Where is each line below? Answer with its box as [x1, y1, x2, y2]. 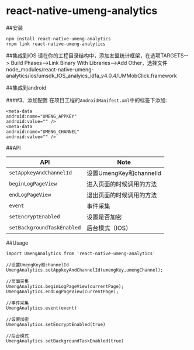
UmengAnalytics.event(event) [6, 305, 77, 311]
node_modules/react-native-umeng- [6, 66, 94, 73]
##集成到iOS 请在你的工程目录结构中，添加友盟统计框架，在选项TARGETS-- [6, 52, 189, 59]
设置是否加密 [86, 212, 122, 221]
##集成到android [6, 84, 47, 91]
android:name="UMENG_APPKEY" [6, 113, 77, 119]
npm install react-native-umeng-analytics [6, 36, 111, 42]
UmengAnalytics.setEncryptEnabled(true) [6, 321, 106, 327]
